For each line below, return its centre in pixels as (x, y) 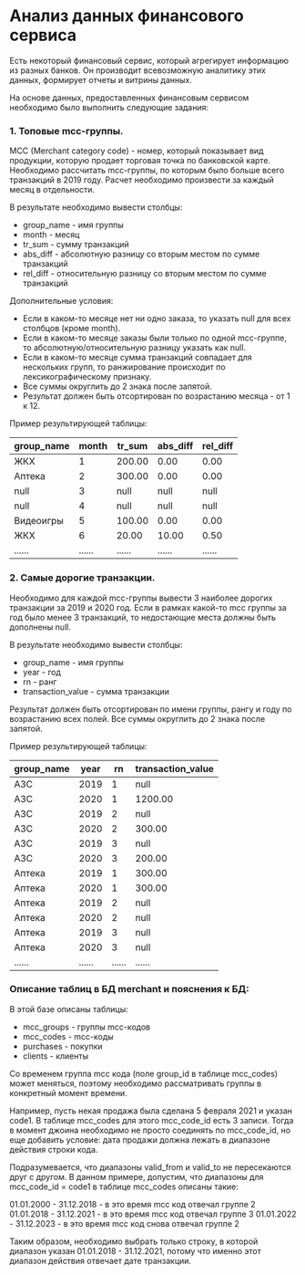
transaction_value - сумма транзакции (96, 691)
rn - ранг (40, 682)
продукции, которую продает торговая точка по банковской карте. (140, 161)
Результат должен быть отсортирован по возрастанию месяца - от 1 (156, 396)
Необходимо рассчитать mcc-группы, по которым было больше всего (147, 171)
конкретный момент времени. (68, 1092)
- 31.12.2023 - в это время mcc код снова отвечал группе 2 (124, 1223)
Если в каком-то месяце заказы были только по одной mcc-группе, (154, 338)
